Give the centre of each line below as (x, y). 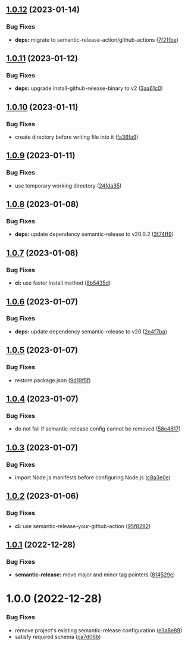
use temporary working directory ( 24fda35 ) (68, 185)
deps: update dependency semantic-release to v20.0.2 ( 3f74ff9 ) (94, 234)
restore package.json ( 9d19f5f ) (53, 380)
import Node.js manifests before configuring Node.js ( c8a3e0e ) (93, 477)
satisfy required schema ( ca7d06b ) (58, 636)
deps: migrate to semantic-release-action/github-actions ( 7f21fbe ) (96, 40)
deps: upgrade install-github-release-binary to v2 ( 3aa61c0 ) (89, 88)
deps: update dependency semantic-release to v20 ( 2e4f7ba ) (91, 331)
